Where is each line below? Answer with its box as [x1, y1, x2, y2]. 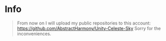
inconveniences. [17, 30, 51, 36]
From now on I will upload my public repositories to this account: [17, 20, 151, 26]
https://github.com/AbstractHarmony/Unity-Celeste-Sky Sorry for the [17, 25, 161, 31]
